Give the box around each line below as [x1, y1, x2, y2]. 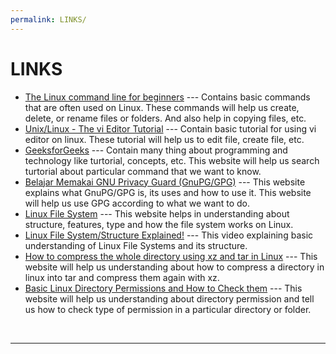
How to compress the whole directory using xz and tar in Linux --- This [24, 250, 318, 262]
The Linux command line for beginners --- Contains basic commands [24, 91, 311, 103]
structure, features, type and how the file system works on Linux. [24, 218, 294, 230]
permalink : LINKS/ [10, 14, 87, 25]
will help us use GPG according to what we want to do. [24, 197, 250, 209]
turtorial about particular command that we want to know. [24, 165, 262, 177]
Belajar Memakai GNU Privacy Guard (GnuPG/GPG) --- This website [24, 176, 306, 188]
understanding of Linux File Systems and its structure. [24, 239, 248, 251]
